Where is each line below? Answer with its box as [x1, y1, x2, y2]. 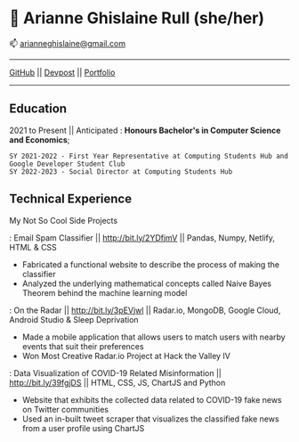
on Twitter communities [21, 404, 109, 414]
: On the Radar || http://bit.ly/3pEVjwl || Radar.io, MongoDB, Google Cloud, [9, 305, 281, 315]
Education [9, 102, 68, 117]
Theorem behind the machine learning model [21, 287, 188, 298]
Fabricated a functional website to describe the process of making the [21, 258, 280, 270]
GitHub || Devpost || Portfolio [9, 67, 116, 78]
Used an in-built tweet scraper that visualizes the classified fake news [21, 413, 279, 424]
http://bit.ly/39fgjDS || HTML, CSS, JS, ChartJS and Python [9, 377, 226, 388]
